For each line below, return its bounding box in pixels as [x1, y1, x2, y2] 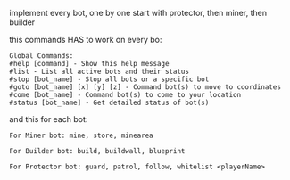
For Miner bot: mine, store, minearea [9, 131, 153, 140]
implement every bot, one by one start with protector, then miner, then [9, 8, 268, 18]
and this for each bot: [9, 114, 88, 124]
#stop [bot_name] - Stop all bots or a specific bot [9, 75, 210, 84]
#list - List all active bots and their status [9, 67, 190, 76]
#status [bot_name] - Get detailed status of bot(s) [9, 98, 210, 107]
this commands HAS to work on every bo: [9, 35, 162, 45]
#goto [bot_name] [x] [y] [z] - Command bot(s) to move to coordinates [9, 83, 281, 92]
